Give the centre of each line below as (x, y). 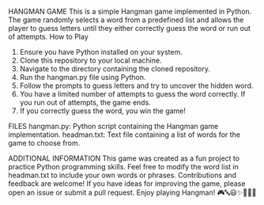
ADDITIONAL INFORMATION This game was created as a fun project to (124, 158)
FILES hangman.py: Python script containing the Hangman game (113, 126)
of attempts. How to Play (48, 36)
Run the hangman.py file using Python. (83, 77)
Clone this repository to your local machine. (91, 60)
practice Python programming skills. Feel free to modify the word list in (123, 167)
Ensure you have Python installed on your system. (101, 52)
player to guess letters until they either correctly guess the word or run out (130, 28)
